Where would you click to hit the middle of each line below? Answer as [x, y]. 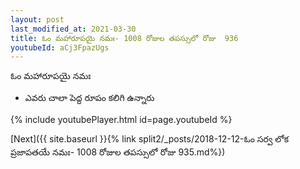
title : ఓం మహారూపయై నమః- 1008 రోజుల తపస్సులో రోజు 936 [124, 38]
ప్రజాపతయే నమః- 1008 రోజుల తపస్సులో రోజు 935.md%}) [118, 152]
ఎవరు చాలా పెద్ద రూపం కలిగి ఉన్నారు [89, 98]
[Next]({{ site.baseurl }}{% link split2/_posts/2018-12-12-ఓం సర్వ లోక [150, 139]
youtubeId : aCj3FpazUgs [60, 47]
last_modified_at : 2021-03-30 [73, 29]
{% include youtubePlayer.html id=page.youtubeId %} [121, 120]
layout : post [37, 19]
